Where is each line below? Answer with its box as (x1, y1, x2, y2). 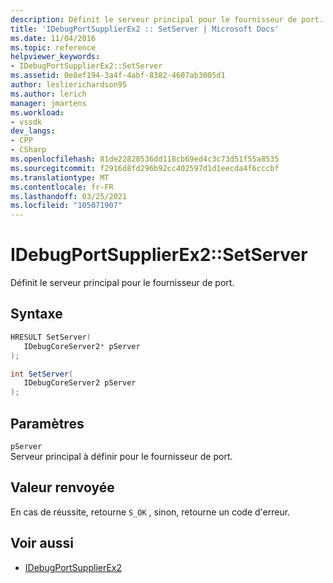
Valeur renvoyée (10, 479, 115, 496)
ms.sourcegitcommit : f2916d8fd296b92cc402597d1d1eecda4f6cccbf (10, 163, 280, 173)
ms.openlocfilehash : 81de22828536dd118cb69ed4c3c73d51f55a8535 (10, 154, 280, 164)
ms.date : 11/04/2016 (10, 33, 97, 43)
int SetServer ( (10, 369, 74, 379)
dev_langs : (10, 126, 56, 136)
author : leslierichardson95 (10, 80, 128, 90)
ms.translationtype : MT (10, 172, 110, 183)
